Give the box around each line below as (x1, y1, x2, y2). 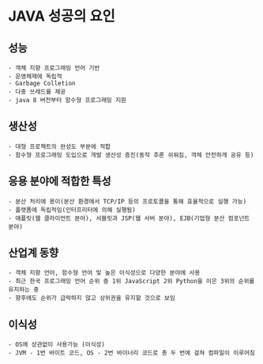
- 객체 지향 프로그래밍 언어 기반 (8, 64, 100, 72)
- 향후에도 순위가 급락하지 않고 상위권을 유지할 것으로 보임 (8, 294, 175, 302)
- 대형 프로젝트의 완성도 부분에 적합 (8, 142, 111, 150)
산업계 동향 (8, 246, 59, 260)
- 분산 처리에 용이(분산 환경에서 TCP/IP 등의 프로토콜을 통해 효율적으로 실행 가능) (8, 197, 247, 206)
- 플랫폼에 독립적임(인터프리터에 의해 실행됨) (8, 206, 136, 214)
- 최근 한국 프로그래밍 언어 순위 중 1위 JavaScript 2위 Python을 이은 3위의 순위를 (8, 278, 255, 286)
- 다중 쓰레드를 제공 (8, 88, 66, 96)
